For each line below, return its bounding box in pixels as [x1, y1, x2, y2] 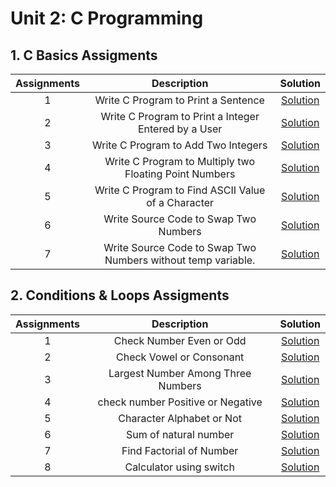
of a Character [146, 196, 215, 209]
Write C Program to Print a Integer [100, 110, 260, 123]
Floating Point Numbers [124, 167, 236, 181]
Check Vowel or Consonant [115, 350, 245, 364]
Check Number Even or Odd [113, 333, 247, 347]
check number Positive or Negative [97, 395, 263, 409]
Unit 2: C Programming [10, 7, 204, 30]
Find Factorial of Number [121, 443, 239, 457]
